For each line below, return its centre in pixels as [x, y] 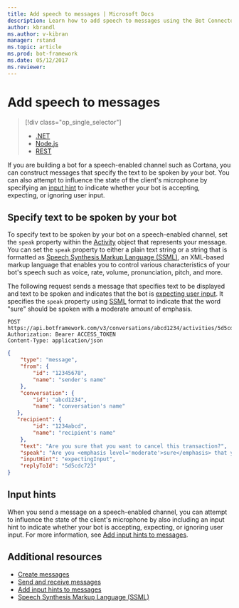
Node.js [47, 143]
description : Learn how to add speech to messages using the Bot [106, 21]
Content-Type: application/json [55, 341]
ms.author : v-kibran [38, 34]
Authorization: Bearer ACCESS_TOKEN [62, 335]
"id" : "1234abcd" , [60, 426]
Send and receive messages [59, 582]
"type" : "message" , [49, 360]
